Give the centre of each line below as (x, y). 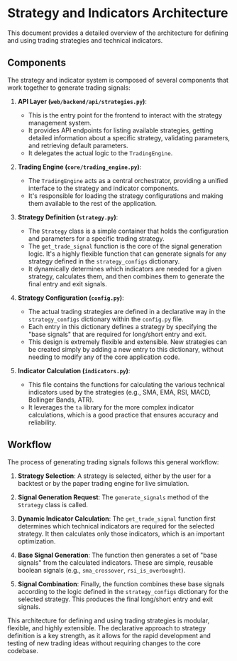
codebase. (23, 650)
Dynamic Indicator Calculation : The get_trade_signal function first (117, 519)
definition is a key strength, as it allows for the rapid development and (109, 635)
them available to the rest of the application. (93, 203)
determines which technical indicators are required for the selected (116, 526)
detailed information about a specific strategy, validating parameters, (129, 137)
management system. (60, 123)
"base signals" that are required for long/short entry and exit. (117, 334)
